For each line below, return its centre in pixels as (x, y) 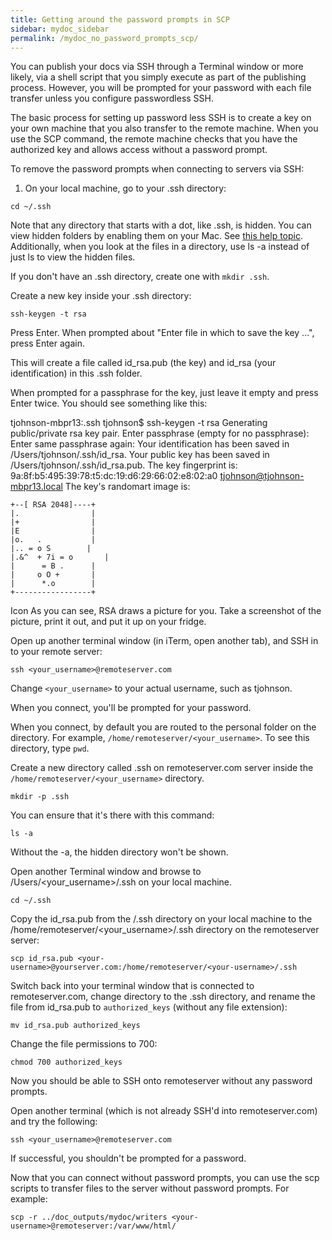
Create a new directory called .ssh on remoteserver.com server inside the (162, 768)
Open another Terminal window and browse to (106, 872)
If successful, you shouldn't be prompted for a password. (128, 1158)
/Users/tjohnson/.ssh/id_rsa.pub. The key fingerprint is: (124, 465)
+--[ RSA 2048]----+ (53, 505)
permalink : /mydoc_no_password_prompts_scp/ (104, 38)
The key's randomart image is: (127, 487)
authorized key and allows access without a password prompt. (139, 150)
